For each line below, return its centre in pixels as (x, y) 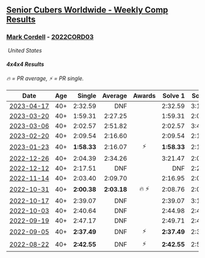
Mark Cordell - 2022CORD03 (50, 37)
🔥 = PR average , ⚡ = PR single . (45, 78)
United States (25, 50)
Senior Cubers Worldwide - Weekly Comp (87, 10)
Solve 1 (174, 95)
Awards (145, 95)
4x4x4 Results (25, 64)
